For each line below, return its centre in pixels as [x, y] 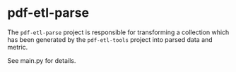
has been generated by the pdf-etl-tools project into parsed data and [110, 39]
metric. [18, 47]
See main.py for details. [42, 60]
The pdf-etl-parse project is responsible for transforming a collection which [118, 32]
